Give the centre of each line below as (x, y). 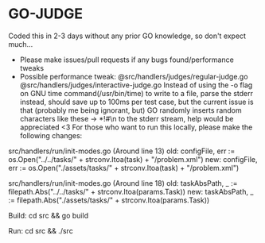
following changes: (51, 135)
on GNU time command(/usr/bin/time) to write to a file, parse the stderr (136, 93)
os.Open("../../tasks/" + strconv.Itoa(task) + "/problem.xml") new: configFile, (133, 159)
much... (21, 44)
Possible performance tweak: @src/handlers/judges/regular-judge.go (134, 76)
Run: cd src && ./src (41, 230)
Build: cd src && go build (49, 215)
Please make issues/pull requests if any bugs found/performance (127, 60)
